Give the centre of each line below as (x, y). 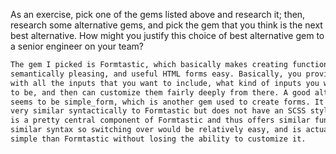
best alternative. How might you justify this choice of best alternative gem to (167, 35)
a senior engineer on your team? (77, 46)
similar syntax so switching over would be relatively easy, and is (156, 130)
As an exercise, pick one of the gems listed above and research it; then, (158, 14)
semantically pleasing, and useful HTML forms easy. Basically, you (156, 74)
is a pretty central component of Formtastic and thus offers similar (160, 120)
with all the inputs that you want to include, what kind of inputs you (165, 83)
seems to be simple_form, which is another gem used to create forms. (160, 102)
